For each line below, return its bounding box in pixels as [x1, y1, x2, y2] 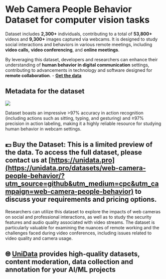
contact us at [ [5, 156, 52, 165]
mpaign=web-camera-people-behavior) [5, 187, 134, 196]
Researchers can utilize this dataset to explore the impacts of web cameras [5, 208, 161, 214]
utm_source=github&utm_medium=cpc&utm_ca [5, 180, 159, 188]
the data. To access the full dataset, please [5, 148, 142, 157]
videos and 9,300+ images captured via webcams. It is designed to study [5, 36, 158, 42]
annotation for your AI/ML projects [5, 265, 116, 274]
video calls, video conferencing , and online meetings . [5, 47, 119, 53]
